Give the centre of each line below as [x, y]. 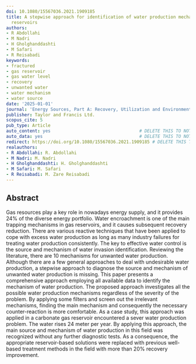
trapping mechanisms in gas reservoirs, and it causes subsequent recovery [97, 224]
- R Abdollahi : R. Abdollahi [41, 152]
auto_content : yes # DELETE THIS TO [94, 131]
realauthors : [22, 147]
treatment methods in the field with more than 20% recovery [95, 349]
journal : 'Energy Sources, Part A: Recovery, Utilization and [83, 109]
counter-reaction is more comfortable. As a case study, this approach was [95, 311]
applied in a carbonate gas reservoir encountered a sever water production [96, 318]
